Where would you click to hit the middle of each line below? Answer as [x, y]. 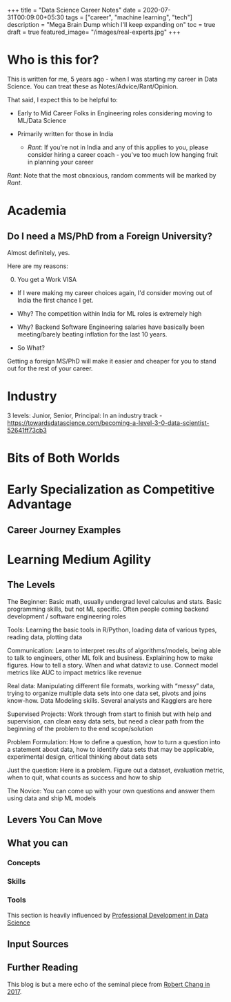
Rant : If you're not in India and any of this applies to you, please [118, 147]
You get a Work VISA [47, 279]
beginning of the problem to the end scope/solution [80, 728]
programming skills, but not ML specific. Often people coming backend [108, 609]
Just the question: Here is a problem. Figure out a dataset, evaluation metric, [116, 770]
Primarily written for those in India [65, 133]
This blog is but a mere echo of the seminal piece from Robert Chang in [109, 984]
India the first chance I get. [55, 300]
